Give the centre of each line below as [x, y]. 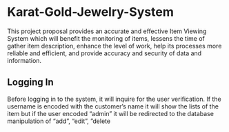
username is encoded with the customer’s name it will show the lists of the [113, 106]
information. [24, 60]
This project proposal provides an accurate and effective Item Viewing [107, 31]
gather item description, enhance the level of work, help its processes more [114, 46]
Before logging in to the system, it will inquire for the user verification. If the [114, 99]
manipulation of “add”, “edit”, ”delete [59, 121]
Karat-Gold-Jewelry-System [90, 12]
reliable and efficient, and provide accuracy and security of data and [104, 53]
